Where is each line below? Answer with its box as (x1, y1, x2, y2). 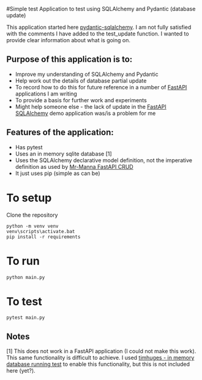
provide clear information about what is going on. (6, 37, 130, 43)
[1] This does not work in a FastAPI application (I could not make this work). (6, 348, 196, 355)
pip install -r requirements (6, 234, 81, 240)
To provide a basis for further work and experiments (15, 96, 147, 103)
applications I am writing (15, 90, 78, 97)
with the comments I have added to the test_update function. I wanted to (6, 30, 189, 37)
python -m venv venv (6, 223, 59, 229)
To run (6, 254, 40, 268)
